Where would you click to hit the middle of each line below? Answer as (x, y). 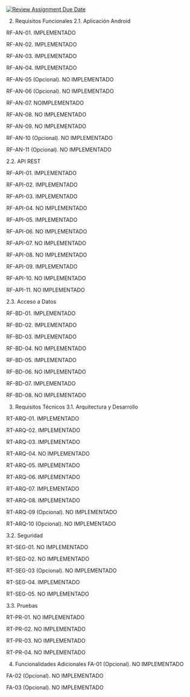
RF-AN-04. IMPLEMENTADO (42, 68)
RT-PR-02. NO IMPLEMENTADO (46, 629)
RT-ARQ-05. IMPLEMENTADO (43, 465)
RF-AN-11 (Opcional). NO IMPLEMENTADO (59, 150)
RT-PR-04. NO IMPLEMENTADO (46, 652)
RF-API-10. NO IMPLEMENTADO (46, 278)
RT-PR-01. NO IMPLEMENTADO (46, 617)
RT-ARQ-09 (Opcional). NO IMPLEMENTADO (62, 512)
